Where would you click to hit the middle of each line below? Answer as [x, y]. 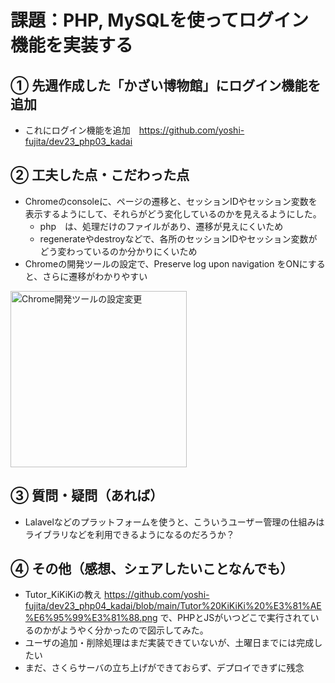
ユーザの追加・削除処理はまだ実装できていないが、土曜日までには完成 [169, 643]
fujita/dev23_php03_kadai [78, 141]
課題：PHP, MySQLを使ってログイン [159, 20]
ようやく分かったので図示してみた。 [134, 630]
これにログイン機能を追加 [77, 130]
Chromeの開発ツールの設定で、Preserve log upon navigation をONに [166, 263]
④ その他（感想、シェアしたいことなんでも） [152, 569]
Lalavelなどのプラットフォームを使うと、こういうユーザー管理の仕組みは [174, 522]
